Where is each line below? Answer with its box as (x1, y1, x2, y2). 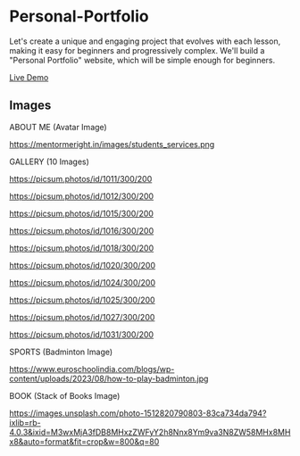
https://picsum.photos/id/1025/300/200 (9, 294, 155, 305)
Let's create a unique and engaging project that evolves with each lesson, (9, 36, 281, 46)
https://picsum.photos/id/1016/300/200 (9, 225, 154, 236)
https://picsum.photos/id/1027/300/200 (9, 311, 155, 322)
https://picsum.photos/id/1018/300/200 (9, 243, 154, 253)
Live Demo (9, 71, 49, 82)
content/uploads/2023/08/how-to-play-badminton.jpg (9, 373, 209, 384)
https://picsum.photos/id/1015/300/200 (9, 208, 154, 219)
